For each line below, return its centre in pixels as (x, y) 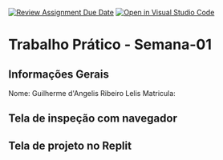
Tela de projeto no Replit (70, 145)
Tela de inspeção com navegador (93, 119)
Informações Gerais (59, 74)
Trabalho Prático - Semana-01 (110, 45)
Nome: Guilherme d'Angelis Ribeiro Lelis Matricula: (92, 93)
